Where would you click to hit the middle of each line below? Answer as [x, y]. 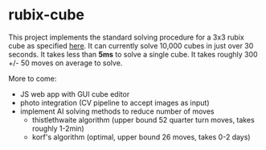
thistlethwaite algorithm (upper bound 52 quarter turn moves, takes [143, 119]
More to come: [33, 78]
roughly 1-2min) [58, 128]
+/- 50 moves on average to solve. [65, 63]
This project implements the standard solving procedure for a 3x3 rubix [127, 37]
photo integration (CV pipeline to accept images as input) [115, 102]
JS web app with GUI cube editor [75, 94]
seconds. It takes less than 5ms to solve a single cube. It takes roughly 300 [133, 54]
